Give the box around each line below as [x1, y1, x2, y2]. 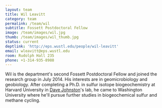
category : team [5, 16, 37, 21]
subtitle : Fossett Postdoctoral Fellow [5, 26, 88, 31]
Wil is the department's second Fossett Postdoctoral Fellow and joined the [5, 71, 158, 77]
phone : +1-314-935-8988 [5, 58, 55, 63]
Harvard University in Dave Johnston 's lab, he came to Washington [5, 87, 143, 93]
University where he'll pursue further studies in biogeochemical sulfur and [5, 92, 158, 98]
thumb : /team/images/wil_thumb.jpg [5, 35, 79, 40]
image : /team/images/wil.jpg [5, 30, 66, 35]
